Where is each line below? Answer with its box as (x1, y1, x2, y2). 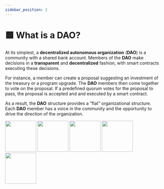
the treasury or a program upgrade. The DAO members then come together (5, 80, 159, 86)
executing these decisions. (5, 65, 60, 71)
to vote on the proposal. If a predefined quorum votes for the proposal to (5, 85, 154, 91)
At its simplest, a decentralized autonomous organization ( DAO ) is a (5, 49, 146, 55)
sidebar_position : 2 (5, 7, 48, 12)
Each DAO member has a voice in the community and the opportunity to (5, 105, 152, 112)
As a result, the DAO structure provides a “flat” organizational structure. (5, 100, 152, 106)
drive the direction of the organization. (5, 111, 84, 117)
